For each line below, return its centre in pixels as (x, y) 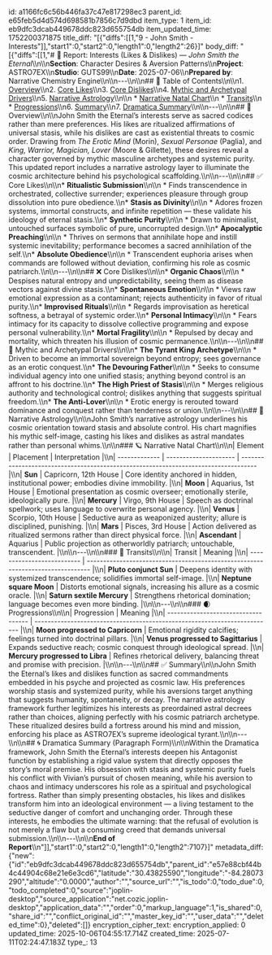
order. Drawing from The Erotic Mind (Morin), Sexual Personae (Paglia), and (135, 141)
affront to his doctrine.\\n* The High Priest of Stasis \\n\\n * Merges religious (136, 384)
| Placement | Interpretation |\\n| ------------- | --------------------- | (124, 457)
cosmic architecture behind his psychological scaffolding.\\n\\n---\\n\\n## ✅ (136, 176)
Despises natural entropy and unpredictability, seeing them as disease (126, 281)
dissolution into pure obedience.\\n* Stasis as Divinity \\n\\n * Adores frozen (136, 202)
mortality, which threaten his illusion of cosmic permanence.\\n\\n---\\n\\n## (136, 341)
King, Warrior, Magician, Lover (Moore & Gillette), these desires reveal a (129, 150)
